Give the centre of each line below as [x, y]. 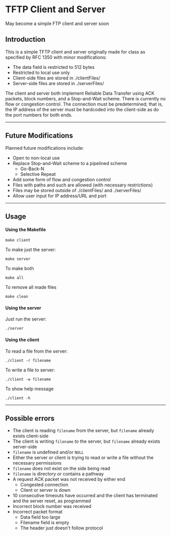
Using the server [23, 308]
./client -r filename [28, 360]
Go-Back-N [32, 169]
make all [15, 278]
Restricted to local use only [41, 72]
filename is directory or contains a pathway [58, 474]
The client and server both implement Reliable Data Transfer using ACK [80, 93]
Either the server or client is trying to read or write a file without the [83, 458]
